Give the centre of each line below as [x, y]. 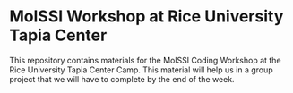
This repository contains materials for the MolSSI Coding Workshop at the [145, 60]
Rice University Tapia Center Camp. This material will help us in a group [141, 70]
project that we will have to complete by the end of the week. [122, 79]
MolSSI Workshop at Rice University [146, 17]
